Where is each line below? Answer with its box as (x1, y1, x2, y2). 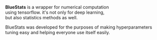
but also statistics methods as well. (5, 15, 78, 20)
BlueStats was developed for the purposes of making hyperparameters (5, 24, 152, 30)
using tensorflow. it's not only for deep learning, (5, 9, 105, 15)
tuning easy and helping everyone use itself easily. (5, 30, 110, 35)
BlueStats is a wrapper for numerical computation (5, 4, 109, 10)
